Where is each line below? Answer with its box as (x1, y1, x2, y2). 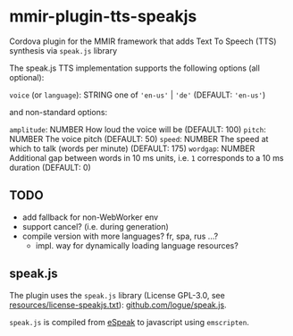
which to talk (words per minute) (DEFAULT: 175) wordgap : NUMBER (9, 143, 255, 154)
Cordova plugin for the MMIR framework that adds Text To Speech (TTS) (9, 36, 277, 46)
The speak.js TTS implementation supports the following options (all (9, 63, 261, 73)
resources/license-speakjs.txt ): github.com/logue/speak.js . (9, 299, 227, 310)
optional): (9, 71, 45, 82)
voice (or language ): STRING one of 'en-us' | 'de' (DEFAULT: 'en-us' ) (9, 89, 266, 100)
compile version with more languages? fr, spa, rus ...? (21, 231, 219, 241)
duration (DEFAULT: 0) (9, 162, 91, 172)
